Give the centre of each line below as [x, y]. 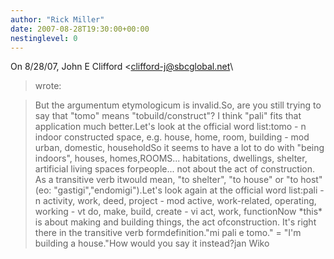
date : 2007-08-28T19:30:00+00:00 [80, 29]
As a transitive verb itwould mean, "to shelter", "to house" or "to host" [178, 180]
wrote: [48, 86]
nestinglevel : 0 [44, 38]
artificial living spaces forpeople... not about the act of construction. [175, 169]
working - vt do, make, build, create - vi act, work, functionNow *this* [178, 212]
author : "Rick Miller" [57, 19]
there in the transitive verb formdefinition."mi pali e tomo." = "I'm [168, 233]
